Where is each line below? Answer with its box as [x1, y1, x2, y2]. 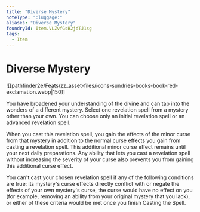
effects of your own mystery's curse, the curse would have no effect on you [6, 186, 193, 193]
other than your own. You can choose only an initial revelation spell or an [6, 112, 185, 119]
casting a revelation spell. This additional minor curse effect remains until [6, 143, 186, 150]
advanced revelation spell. [6, 119, 71, 126]
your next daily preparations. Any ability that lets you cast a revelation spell [6, 149, 191, 156]
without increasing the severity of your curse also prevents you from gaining [6, 156, 194, 163]
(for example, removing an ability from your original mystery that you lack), [6, 192, 190, 200]
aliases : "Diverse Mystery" [6, 20, 76, 26]
